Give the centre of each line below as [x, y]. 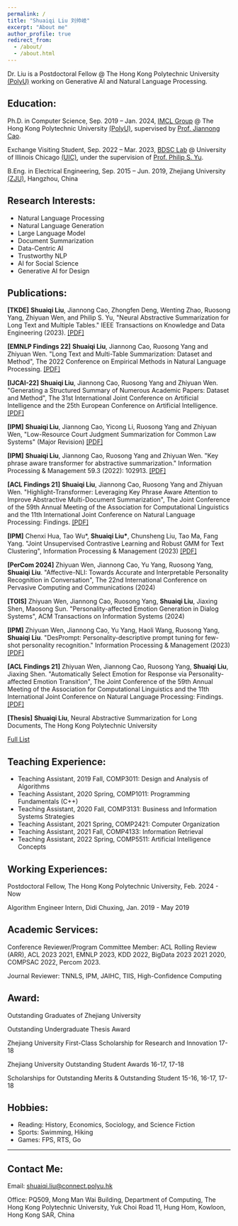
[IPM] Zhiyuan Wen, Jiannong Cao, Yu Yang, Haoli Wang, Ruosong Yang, [114, 630]
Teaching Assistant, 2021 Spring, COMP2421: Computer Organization [119, 824]
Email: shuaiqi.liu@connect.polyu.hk [60, 1186]
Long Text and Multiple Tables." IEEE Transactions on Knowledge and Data [116, 325]
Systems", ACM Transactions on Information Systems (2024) [96, 617]
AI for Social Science [48, 263]
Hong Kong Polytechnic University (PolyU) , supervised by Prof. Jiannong [114, 128]
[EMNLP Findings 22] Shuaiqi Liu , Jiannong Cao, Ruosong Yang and [108, 347]
